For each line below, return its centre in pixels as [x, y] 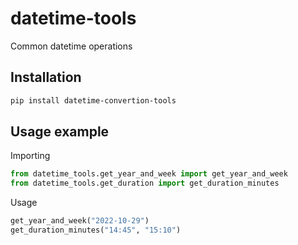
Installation [46, 77]
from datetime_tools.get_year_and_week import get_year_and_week [149, 174]
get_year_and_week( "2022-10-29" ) [80, 221]
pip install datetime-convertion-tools [93, 100]
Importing [30, 156]
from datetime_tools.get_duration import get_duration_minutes [145, 183]
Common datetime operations [71, 46]
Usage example [60, 132]
